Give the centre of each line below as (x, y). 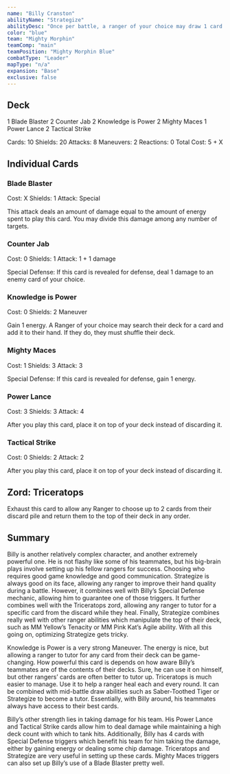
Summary (28, 538)
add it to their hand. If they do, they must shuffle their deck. (91, 333)
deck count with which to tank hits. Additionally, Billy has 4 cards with (106, 734)
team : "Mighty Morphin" (41, 39)
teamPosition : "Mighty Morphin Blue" (61, 52)
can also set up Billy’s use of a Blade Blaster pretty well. (86, 763)
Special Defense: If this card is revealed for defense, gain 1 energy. (102, 379)
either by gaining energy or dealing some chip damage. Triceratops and (108, 748)
